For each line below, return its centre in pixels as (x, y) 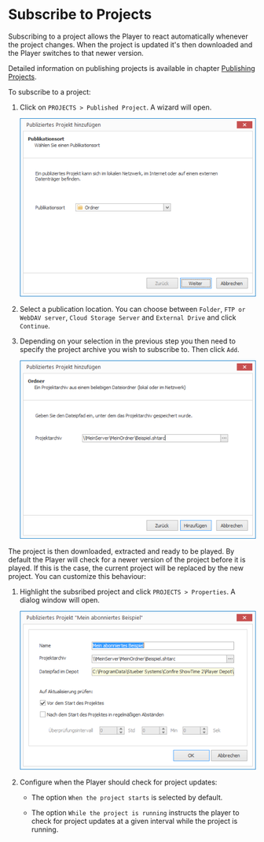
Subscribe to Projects (80, 15)
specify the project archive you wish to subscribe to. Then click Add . (129, 350)
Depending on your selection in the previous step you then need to (127, 341)
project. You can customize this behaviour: (77, 577)
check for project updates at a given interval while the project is (134, 821)
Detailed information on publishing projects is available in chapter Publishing (132, 68)
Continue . (35, 326)
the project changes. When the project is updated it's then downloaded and (130, 44)
